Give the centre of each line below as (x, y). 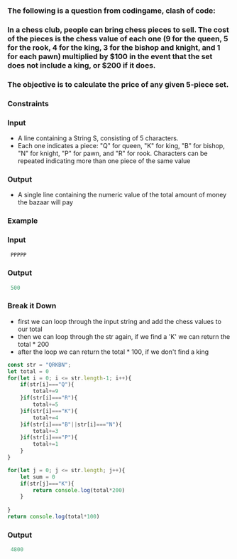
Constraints (28, 103)
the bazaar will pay (45, 202)
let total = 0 (28, 371)
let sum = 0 (38, 477)
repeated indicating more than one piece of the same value (104, 161)
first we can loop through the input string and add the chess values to (120, 321)
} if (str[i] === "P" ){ (49, 438)
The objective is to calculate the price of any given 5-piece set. (118, 84)
